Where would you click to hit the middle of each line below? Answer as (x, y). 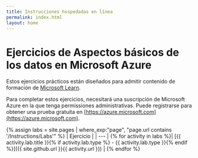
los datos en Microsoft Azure (79, 65)
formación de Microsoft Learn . (43, 88)
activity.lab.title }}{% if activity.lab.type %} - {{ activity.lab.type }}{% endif (97, 142)
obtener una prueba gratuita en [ (46, 112)
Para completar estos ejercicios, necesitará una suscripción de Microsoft (96, 100)
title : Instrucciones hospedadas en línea (59, 12)
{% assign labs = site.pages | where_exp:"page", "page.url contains (89, 130)
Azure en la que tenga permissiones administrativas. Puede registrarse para (99, 106)
